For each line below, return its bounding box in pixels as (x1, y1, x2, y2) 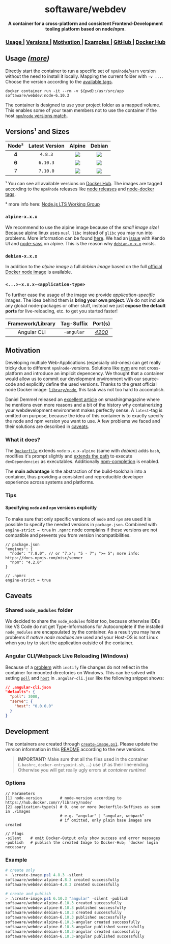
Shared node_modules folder (5, 607, 73, 614)
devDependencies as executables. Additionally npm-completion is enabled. (5, 459, 160, 465)
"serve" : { (10, 699, 33, 704)
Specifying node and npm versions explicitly (5, 505, 97, 510)
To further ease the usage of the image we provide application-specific (5, 292, 155, 298)
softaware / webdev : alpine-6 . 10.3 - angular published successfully (5, 924, 145, 929)
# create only (5, 868, 36, 873)
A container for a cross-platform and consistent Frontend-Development (8, 20, 163, 26)
